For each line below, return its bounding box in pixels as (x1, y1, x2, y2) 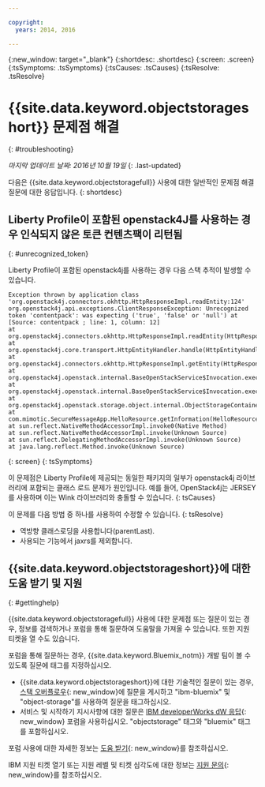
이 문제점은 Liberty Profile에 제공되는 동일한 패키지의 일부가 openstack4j (8, 473, 235, 482)
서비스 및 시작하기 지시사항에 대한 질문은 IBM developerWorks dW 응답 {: (19, 707, 247, 717)
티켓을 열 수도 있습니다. (8, 634, 80, 643)
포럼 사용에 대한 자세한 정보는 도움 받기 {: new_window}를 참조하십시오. (8, 744, 229, 753)
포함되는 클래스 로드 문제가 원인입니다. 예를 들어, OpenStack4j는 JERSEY (28, 483, 256, 493)
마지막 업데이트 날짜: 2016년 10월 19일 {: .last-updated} (8, 161, 181, 171)
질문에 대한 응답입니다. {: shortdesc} (8, 187, 122, 197)
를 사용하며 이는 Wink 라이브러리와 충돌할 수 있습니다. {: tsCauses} (8, 493, 216, 502)
